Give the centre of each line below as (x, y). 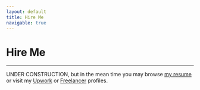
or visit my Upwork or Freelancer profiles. (57, 80)
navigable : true (26, 23)
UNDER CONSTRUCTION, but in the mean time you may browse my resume (99, 75)
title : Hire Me (25, 17)
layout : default (26, 12)
